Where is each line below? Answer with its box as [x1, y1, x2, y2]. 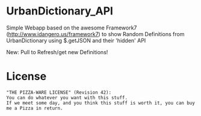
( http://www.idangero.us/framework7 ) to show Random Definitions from [6, 30, 185, 37]
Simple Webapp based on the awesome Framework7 [6, 24, 137, 31]
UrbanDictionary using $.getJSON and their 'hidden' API [6, 37, 146, 44]
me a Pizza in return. [6, 105, 63, 111]
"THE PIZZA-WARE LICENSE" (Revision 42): [6, 89, 112, 96]
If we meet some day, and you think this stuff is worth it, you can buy [6, 100, 196, 106]
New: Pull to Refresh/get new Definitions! [6, 48, 108, 55]
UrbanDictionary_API [6, 4, 113, 18]
